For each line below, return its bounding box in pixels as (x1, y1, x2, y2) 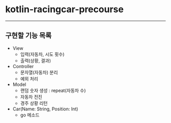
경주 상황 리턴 (20, 100, 48, 106)
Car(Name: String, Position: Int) (12, 106, 78, 112)
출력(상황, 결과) (20, 57, 51, 64)
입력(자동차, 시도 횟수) (20, 51, 65, 57)
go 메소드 (20, 112, 40, 118)
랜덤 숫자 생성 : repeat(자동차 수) (20, 87, 86, 94)
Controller (12, 63, 34, 69)
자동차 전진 (20, 94, 42, 100)
